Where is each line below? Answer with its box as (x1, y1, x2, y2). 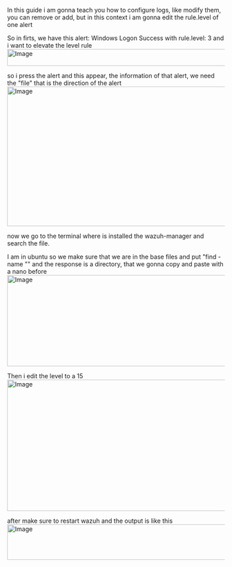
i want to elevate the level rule (7, 41, 93, 49)
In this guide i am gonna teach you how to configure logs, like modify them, (7, 6, 221, 14)
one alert (7, 21, 33, 28)
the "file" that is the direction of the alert (7, 79, 122, 87)
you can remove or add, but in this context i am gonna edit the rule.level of (7, 13, 219, 21)
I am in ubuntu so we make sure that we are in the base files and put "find (7, 252, 217, 261)
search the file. (7, 239, 50, 248)
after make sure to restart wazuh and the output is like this (7, 517, 173, 525)
